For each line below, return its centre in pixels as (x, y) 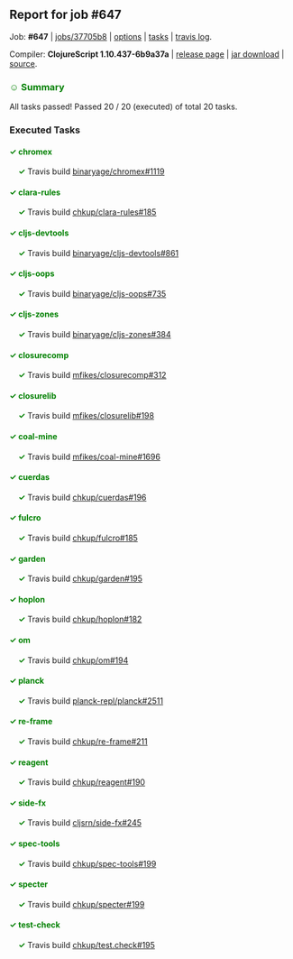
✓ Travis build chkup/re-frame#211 (82, 742)
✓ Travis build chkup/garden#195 (80, 579)
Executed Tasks (45, 130)
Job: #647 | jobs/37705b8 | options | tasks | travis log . (111, 36)
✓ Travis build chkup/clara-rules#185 (87, 212)
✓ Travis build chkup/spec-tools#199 (87, 863)
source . (23, 63)
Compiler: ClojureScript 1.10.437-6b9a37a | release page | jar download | (147, 54)
